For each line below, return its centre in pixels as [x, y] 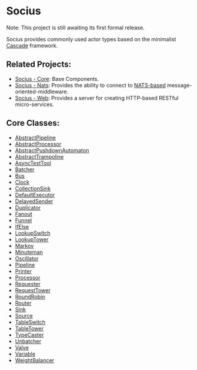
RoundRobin [30, 296]
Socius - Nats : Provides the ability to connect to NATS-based [90, 85]
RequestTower [33, 290]
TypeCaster [29, 335]
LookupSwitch [33, 233]
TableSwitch [30, 322]
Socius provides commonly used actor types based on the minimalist [91, 39]
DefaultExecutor [35, 195]
